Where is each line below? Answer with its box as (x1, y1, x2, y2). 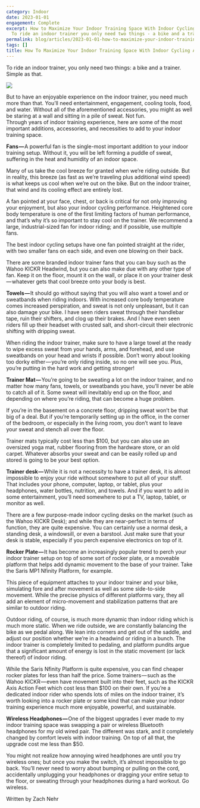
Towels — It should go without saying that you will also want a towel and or (6, 289, 189, 296)
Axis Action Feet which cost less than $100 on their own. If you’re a (6, 684, 171, 692)
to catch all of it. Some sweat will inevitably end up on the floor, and (6, 389, 172, 396)
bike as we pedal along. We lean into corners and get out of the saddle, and (6, 628, 192, 635)
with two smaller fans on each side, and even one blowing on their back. (6, 247, 184, 254)
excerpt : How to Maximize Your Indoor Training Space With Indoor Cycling (6, 25, 196, 32)
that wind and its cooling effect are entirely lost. (6, 186, 123, 193)
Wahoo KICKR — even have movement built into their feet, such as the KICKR (6, 678, 194, 685)
